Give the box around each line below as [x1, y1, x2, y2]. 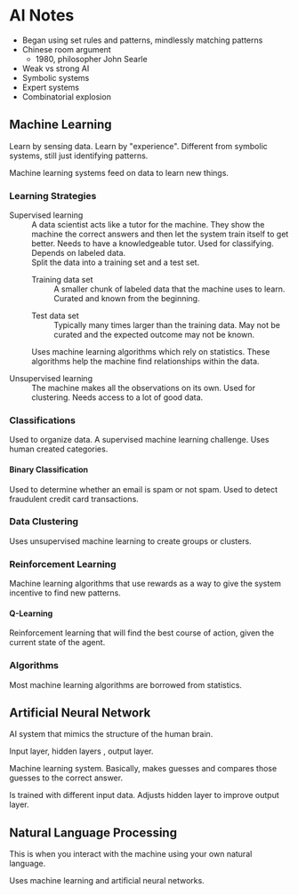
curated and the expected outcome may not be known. [53, 330, 255, 340]
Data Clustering [9, 515, 78, 528]
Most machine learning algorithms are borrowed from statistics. [9, 679, 243, 690]
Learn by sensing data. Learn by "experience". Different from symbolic [9, 140, 269, 151]
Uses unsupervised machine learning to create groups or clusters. [9, 535, 252, 547]
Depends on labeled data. [31, 248, 126, 259]
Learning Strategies [9, 189, 97, 202]
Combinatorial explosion [21, 91, 111, 102]
